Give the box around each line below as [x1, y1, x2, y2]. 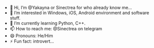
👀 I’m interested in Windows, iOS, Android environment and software [9, 10, 150, 16]
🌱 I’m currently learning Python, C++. [9, 20, 86, 26]
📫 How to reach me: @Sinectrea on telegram [9, 26, 103, 31]
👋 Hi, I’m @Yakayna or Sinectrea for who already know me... [9, 5, 132, 10]
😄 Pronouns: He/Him [9, 33, 53, 39]
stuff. [9, 15, 21, 21]
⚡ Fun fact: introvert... [9, 38, 54, 44]
